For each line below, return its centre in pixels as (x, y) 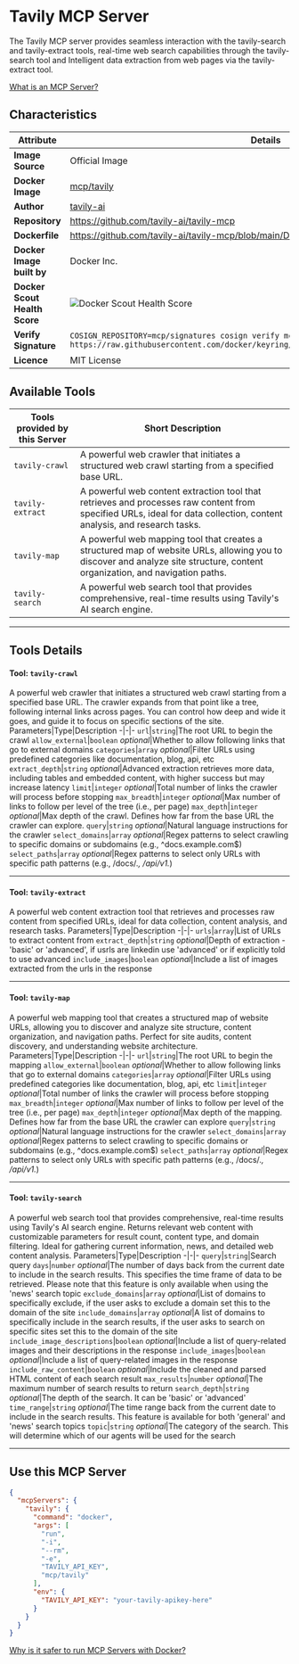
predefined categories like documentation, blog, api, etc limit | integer (138, 1083)
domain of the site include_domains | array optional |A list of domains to (137, 1312)
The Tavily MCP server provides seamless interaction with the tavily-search (148, 41)
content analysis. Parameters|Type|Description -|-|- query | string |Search (143, 1256)
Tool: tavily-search (46, 1198)
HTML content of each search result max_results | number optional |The (136, 1379)
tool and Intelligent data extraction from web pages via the (143, 60)
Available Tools (53, 392)
